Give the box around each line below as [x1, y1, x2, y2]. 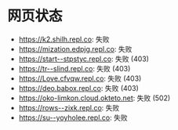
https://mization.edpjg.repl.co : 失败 [18, 44, 133, 53]
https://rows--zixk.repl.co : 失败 [18, 103, 120, 112]
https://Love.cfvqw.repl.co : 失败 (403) [18, 74, 142, 83]
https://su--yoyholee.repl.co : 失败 [18, 113, 128, 122]
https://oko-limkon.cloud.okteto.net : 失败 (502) [18, 93, 171, 103]
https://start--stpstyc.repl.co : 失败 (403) [18, 54, 150, 63]
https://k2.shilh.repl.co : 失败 [18, 34, 110, 44]
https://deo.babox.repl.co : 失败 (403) [18, 83, 139, 92]
